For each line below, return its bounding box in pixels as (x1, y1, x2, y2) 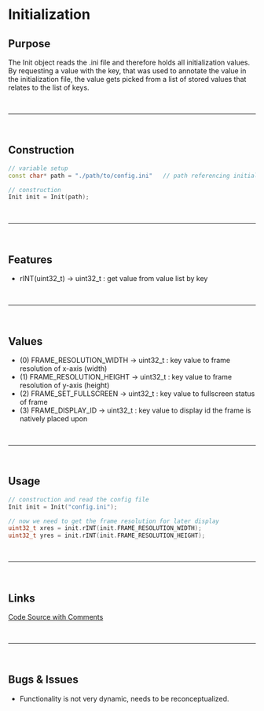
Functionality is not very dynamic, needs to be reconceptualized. (19, 694, 229, 703)
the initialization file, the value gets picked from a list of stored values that (8, 75, 247, 83)
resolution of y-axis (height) (19, 380, 110, 390)
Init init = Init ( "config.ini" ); (8, 502, 118, 511)
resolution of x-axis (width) (19, 364, 108, 373)
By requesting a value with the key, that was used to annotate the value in (8, 66, 247, 76)
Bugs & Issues (8, 673, 79, 687)
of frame (19, 397, 49, 406)
